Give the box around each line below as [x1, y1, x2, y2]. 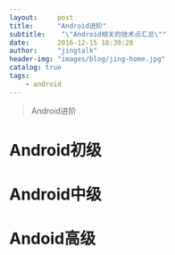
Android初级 [9, 140, 103, 160]
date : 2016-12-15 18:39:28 [9, 38, 134, 47]
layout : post [9, 13, 74, 22]
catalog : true [9, 64, 62, 72]
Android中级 [9, 184, 103, 204]
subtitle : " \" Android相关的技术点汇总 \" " [9, 30, 167, 38]
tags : [9, 72, 29, 81]
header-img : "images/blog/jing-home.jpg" [9, 55, 166, 64]
